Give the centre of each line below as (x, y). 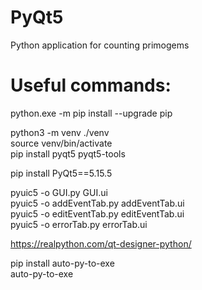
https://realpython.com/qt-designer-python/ (101, 243)
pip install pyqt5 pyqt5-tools (68, 153)
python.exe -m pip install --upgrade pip (91, 113)
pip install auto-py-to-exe (62, 263)
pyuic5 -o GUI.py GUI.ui (59, 192)
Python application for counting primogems (100, 45)
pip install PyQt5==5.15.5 (61, 173)
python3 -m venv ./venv (60, 132)
